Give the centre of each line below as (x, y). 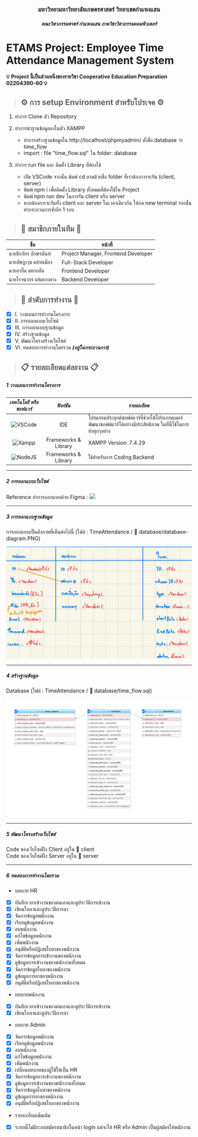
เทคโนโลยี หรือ (24, 402)
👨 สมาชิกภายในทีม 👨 (51, 229)
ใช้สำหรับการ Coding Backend (121, 457)
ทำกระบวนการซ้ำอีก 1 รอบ (49, 210)
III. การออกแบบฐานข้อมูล (39, 328)
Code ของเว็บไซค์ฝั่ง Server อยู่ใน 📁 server (52, 856)
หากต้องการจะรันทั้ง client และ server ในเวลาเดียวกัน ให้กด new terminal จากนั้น (108, 203)
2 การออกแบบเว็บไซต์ (27, 481)
